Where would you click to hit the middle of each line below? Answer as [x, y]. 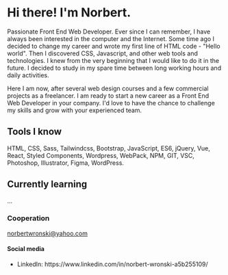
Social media [26, 249]
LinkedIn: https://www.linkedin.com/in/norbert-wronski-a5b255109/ [112, 264]
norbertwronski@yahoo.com [47, 233]
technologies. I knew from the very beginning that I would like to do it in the [113, 60]
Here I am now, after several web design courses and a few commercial [108, 88]
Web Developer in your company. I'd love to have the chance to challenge [111, 103]
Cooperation [28, 218]
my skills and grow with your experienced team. [75, 110]
